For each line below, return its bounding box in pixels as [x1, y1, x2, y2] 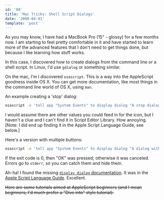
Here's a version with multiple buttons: [5, 137, 83, 143]
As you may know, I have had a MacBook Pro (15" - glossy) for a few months [5, 34, 159, 40]
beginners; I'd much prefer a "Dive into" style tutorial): [5, 190, 114, 195]
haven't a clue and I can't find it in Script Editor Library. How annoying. [5, 117, 147, 123]
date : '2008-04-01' [5, 16, 45, 21]
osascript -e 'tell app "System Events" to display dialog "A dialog [5, 146, 150, 151]
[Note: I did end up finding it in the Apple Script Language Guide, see [5, 122, 144, 128]
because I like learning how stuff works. [5, 50, 85, 56]
